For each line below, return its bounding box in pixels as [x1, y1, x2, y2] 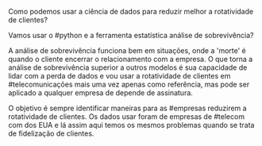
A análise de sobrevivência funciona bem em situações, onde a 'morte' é [8, 46, 246, 55]
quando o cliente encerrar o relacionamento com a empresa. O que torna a [8, 55, 253, 63]
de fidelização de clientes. [8, 129, 94, 138]
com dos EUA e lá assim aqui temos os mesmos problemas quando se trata [8, 121, 255, 129]
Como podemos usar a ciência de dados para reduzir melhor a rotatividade [8, 7, 254, 16]
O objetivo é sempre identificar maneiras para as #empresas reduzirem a [8, 103, 248, 113]
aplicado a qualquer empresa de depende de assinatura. [8, 88, 193, 98]
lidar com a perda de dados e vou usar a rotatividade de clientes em [8, 71, 231, 80]
